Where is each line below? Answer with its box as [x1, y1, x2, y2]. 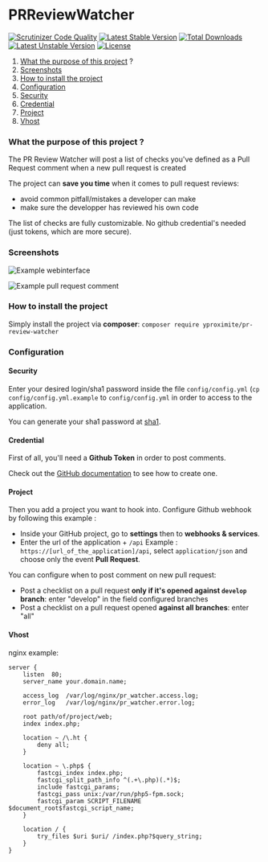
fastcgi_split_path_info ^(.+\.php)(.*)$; [37, 776, 181, 784]
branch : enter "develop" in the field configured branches [19, 594, 209, 604]
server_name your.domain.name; [22, 677, 128, 685]
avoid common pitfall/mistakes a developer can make [19, 195, 197, 204]
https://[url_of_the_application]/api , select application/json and [19, 546, 248, 556]
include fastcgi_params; [37, 782, 120, 791]
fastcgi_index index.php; [37, 769, 124, 777]
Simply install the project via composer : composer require [8, 319, 200, 329]
